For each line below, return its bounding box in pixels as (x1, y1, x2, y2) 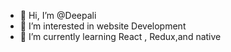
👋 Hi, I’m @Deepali (19, 10, 97, 21)
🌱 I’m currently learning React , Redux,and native (19, 31, 222, 42)
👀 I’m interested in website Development (19, 20, 187, 32)
